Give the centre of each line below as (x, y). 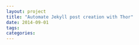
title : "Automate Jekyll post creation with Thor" (70, 17)
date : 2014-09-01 (28, 22)
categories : (21, 33)
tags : (13, 28)
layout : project (26, 11)
